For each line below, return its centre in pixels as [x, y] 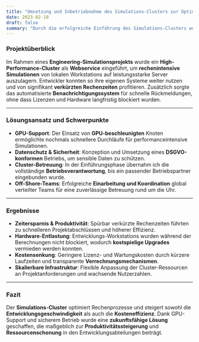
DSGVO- [176, 152]
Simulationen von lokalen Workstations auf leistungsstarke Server [87, 74]
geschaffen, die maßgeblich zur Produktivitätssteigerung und [82, 327]
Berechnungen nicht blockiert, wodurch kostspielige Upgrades [92, 243]
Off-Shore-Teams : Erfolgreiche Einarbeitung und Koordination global [100, 183]
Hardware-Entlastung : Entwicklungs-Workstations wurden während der [103, 236]
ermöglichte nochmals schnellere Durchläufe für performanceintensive [101, 139]
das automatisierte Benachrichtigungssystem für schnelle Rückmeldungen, [99, 93]
